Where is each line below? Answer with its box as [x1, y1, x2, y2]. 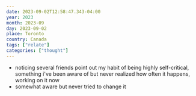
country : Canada [6, 36, 47, 42]
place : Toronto [6, 31, 44, 37]
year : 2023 [6, 14, 34, 20]
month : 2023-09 [6, 20, 44, 26]
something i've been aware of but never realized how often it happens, [14, 70, 191, 78]
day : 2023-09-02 [6, 25, 47, 32]
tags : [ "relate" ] [6, 42, 50, 48]
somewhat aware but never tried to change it [14, 83, 126, 90]
